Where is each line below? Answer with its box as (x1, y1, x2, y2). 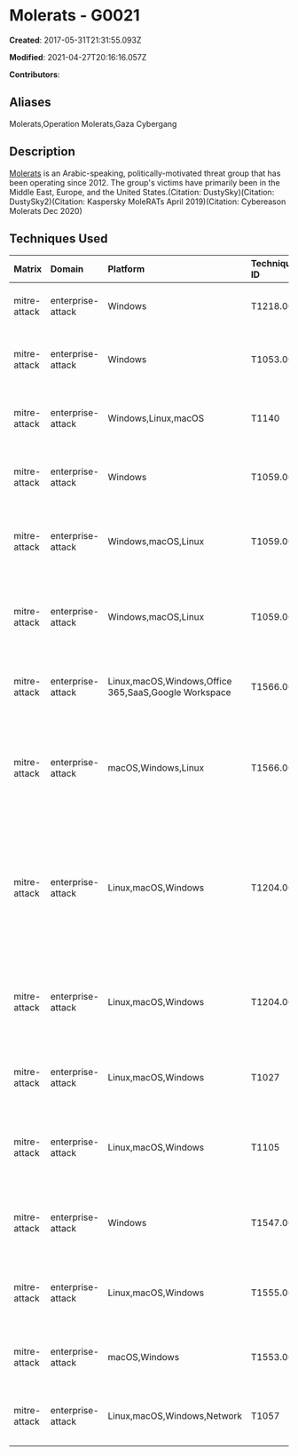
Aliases (9, 95, 51, 110)
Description (9, 144, 75, 160)
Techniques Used (9, 231, 108, 246)
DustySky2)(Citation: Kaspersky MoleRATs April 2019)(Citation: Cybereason (9, 196, 286, 207)
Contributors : (9, 68, 60, 80)
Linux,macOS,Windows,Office (107, 676, 232, 688)
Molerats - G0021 (9, 5, 140, 26)
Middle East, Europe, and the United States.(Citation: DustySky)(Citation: (9, 186, 275, 197)
